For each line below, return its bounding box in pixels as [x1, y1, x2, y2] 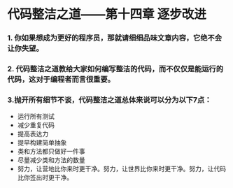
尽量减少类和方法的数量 [17, 156, 85, 164]
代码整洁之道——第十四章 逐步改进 [7, 6, 206, 22]
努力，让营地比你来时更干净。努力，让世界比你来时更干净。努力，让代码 [17, 165, 226, 173]
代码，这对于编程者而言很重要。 [7, 75, 115, 85]
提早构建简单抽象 [17, 138, 67, 147]
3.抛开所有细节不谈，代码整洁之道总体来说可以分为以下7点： [7, 95, 212, 105]
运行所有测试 [17, 113, 55, 121]
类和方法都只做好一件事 [17, 147, 85, 156]
